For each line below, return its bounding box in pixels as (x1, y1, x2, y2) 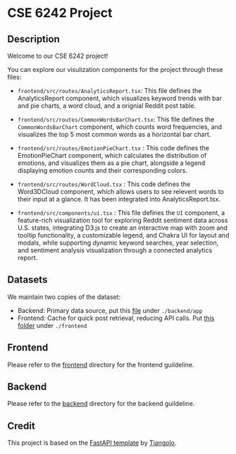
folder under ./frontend (17, 321, 87, 329)
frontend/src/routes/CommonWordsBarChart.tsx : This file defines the (17, 115, 215, 123)
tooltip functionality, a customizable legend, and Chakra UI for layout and (17, 231, 230, 239)
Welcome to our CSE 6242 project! (7, 51, 108, 60)
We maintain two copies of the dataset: (7, 293, 121, 301)
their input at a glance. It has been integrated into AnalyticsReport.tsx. (17, 195, 221, 203)
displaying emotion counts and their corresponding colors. (17, 166, 188, 174)
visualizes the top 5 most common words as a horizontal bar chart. (17, 130, 211, 138)
